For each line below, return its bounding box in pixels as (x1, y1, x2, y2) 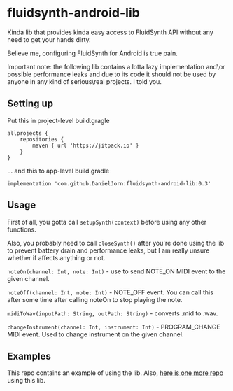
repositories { (20, 136, 64, 143)
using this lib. (7, 376, 45, 385)
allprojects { (7, 129, 49, 137)
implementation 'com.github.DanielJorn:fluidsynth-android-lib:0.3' (7, 180, 211, 187)
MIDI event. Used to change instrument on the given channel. (7, 330, 184, 339)
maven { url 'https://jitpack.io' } (32, 142, 139, 149)
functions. (7, 225, 36, 234)
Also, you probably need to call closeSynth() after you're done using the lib (7, 239, 225, 247)
